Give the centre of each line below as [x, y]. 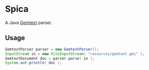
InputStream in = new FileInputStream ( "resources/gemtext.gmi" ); [75, 54]
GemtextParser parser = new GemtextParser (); [52, 49]
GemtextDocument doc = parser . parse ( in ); [50, 58]
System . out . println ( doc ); [34, 63]
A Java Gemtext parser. [29, 23]
